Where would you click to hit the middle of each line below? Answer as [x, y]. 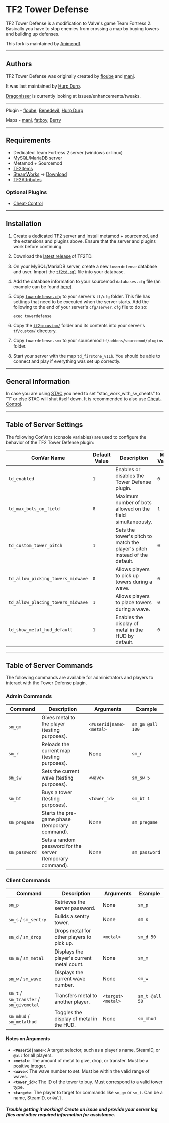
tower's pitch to [134, 536]
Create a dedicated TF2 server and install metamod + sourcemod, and [86, 236]
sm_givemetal [24, 1005]
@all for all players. [33, 1055]
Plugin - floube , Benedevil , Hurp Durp [45, 110]
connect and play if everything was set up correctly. [67, 361]
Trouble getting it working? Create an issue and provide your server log [82, 1109]
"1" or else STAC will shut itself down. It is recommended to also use [76, 399]
